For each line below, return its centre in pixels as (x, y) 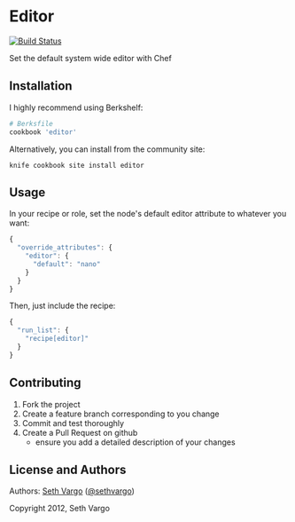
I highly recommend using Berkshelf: (76, 107)
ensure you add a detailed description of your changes (136, 442)
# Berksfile (31, 123)
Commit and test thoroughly (73, 423)
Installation (41, 86)
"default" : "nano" (66, 264)
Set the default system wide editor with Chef (91, 58)
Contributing (45, 383)
